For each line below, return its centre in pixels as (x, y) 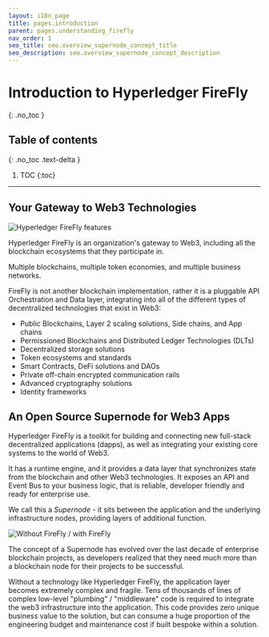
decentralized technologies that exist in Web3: (85, 308)
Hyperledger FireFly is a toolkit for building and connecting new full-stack (130, 436)
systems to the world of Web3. (59, 453)
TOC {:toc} (38, 175)
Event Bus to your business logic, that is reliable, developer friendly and (126, 485)
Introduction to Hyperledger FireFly (128, 93)
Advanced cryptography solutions (76, 383)
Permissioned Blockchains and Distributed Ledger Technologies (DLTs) (137, 340)
